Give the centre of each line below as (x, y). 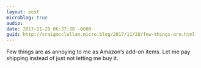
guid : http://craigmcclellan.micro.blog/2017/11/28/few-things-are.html (101, 35)
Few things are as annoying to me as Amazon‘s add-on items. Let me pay (98, 52)
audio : (15, 23)
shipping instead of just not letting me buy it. (62, 58)
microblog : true (27, 18)
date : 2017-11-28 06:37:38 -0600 (49, 29)
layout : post (23, 12)
